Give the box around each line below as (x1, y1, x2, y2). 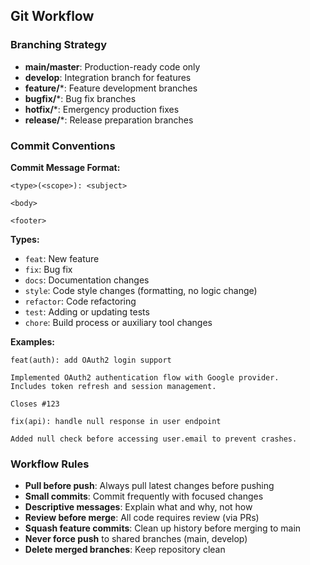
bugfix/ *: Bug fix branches (24, 92, 137, 104)
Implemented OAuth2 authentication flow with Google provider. (10, 372, 280, 383)
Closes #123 (10, 399, 60, 409)
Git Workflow (10, 8, 95, 25)
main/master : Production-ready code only (24, 60, 201, 73)
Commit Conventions (10, 139, 116, 153)
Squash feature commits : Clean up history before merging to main (24, 522, 302, 534)
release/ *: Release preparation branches (24, 114, 194, 126)
